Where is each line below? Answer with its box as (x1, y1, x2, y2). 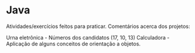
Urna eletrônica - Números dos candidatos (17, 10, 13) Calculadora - (6, 34, 170, 41)
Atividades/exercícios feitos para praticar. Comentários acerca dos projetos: (6, 23, 190, 30)
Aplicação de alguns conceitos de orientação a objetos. (6, 40, 141, 47)
